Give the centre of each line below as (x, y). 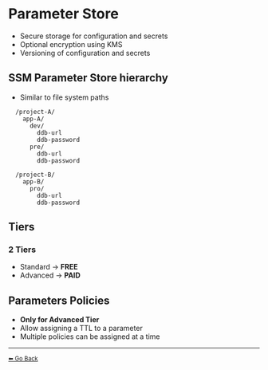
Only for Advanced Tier (59, 320)
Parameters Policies (59, 300)
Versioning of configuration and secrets (85, 53)
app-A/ (33, 119)
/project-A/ (35, 112)
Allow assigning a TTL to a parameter (81, 329)
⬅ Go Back (23, 359)
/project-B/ (35, 175)
